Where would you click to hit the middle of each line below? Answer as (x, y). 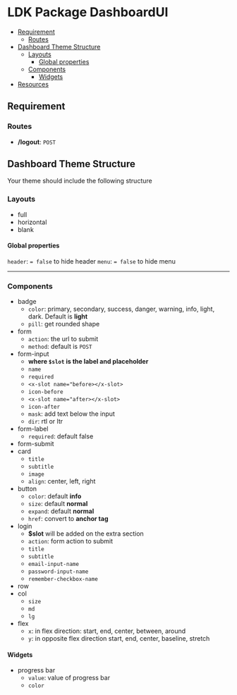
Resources (33, 84)
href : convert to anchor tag (68, 519)
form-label (33, 429)
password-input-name (58, 572)
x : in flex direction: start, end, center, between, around (107, 631)
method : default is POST (60, 347)
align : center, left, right (62, 481)
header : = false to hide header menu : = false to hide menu (92, 261)
